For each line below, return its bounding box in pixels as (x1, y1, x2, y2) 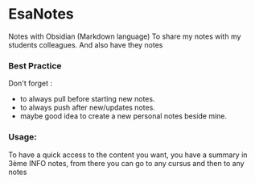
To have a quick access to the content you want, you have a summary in (8, 150, 248, 160)
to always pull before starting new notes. (19, 94, 155, 104)
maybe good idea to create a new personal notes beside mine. (19, 111, 228, 121)
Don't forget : (8, 78, 52, 89)
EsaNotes (8, 5, 74, 23)
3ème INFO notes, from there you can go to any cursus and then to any (8, 158, 245, 168)
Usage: (8, 131, 38, 143)
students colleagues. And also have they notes (8, 40, 163, 49)
